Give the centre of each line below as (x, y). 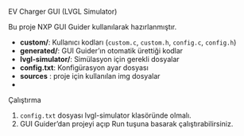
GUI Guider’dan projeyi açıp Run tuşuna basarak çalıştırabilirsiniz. (126, 124)
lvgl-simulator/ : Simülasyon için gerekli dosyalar (100, 59)
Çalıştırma (25, 100)
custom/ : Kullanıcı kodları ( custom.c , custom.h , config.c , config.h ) (128, 42)
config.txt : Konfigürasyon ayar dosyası (84, 68)
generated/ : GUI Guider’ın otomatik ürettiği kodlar (101, 51)
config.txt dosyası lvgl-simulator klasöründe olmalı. (106, 115)
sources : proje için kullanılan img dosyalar (90, 76)
